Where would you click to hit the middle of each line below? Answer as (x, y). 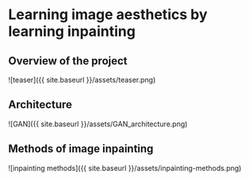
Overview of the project (68, 61)
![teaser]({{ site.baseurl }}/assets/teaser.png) (82, 80)
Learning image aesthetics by (108, 15)
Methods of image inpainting (81, 149)
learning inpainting (72, 31)
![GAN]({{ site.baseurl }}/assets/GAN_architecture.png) (98, 124)
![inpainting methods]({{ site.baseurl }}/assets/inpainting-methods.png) (125, 168)
